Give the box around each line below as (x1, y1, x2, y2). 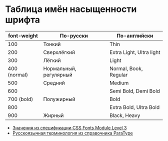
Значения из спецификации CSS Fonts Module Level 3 (12, 124, 127, 130)
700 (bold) (7, 95, 33, 102)
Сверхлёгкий (43, 48, 75, 55)
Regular (109, 71, 128, 78)
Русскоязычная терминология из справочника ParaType (12, 130, 133, 136)
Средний (43, 79, 65, 86)
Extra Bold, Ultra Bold (109, 103, 160, 110)
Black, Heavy (109, 111, 140, 118)
